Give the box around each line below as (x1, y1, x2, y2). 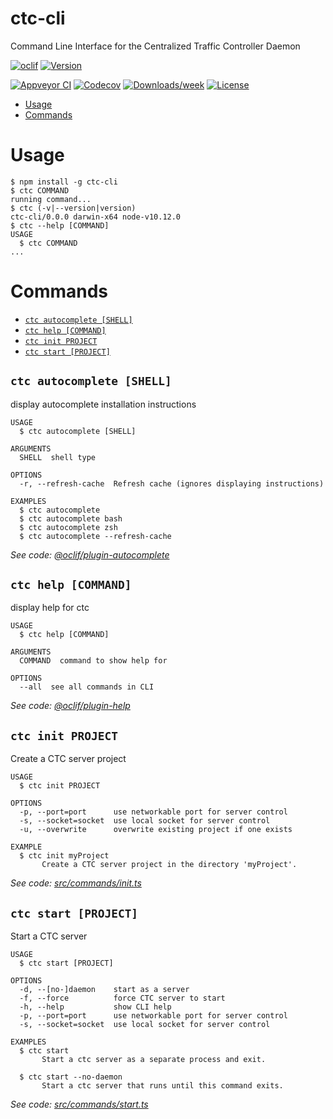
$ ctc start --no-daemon (19, 1072, 123, 1082)
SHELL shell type (19, 452, 97, 462)
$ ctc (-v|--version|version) (10, 203, 137, 213)
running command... (10, 194, 92, 204)
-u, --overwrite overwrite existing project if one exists (19, 825, 293, 835)
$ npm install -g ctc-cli (10, 177, 118, 187)
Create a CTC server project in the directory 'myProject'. (41, 860, 298, 870)
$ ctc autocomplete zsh (19, 522, 118, 532)
